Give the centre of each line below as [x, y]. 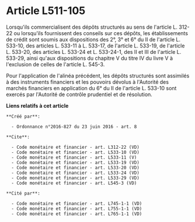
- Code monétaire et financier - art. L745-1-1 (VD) [77, 203]
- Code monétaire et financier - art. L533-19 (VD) [76, 162]
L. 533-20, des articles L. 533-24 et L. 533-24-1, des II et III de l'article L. [94, 52]
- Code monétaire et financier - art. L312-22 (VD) [76, 147]
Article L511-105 [46, 11]
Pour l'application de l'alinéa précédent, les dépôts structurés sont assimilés [98, 76]
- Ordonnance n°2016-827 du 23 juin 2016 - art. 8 [74, 127]
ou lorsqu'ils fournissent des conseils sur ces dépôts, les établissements [101, 33]
